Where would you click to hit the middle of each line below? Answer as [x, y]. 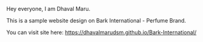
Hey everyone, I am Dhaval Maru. [48, 9]
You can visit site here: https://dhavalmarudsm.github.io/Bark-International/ [101, 32]
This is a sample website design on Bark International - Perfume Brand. [96, 20]
